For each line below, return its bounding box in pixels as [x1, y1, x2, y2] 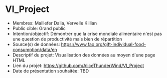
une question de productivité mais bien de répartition [12, 36, 122, 42]
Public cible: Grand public [12, 25, 66, 31]
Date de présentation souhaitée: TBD [12, 67, 89, 73]
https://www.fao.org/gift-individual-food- [61, 41, 146, 47]
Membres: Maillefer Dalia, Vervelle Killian [12, 20, 97, 26]
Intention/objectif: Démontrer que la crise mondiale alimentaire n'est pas [12, 30, 162, 36]
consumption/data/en [12, 46, 58, 52]
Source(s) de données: [12, 41, 60, 47]
